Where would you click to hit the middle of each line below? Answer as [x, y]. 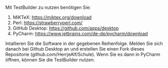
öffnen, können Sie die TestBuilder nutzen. [50, 60]
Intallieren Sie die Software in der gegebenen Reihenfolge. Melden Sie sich [84, 43]
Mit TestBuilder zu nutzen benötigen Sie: [48, 7]
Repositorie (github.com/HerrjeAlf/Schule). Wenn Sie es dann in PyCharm [83, 54]
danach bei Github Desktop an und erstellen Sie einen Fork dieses [75, 49]
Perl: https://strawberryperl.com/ [48, 23]
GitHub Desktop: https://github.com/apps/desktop [66, 28]
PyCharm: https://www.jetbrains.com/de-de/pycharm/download [80, 33]
